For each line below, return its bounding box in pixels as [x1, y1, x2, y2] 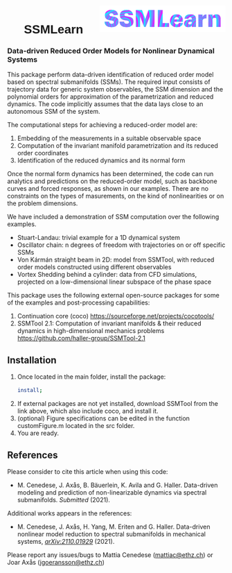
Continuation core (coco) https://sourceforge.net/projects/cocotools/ [17, 312, 215, 320]
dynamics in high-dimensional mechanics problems [17, 327, 165, 335]
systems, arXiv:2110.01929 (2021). [17, 537, 115, 545]
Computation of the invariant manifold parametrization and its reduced [17, 142, 218, 150]
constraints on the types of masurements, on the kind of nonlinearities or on [7, 192, 224, 200]
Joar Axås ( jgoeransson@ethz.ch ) [7, 558, 105, 566]
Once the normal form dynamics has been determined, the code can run [7, 170, 214, 178]
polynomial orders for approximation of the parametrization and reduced [7, 92, 214, 101]
